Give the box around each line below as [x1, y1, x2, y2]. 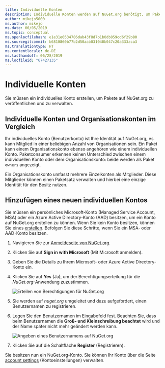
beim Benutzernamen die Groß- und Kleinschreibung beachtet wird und [12, 318, 160, 324]
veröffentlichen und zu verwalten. [5, 101, 74, 107]
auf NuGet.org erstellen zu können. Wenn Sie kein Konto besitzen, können [5, 220, 155, 225]
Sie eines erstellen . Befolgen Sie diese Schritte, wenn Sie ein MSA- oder [5, 225, 151, 231]
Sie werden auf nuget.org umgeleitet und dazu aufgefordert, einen [12, 298, 147, 304]
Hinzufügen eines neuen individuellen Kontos [5, 196, 148, 205]
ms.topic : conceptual [5, 30, 50, 35]
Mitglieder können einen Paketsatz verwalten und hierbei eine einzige [5, 177, 146, 183]
